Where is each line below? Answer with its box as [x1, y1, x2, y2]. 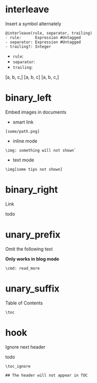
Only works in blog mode [5, 256, 60, 262]
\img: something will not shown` [5, 148, 77, 153]
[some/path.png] [5, 129, 40, 134]
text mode [12, 157, 34, 163]
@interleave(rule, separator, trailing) [5, 30, 93, 35]
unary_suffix [5, 283, 60, 294]
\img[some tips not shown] [5, 167, 63, 172]
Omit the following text [5, 246, 53, 252]
